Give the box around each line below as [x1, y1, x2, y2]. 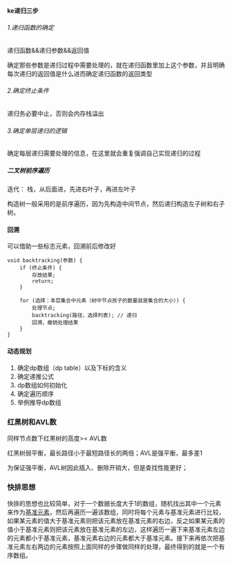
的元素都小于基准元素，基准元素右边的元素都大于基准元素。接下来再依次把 [7, 534, 219, 543]
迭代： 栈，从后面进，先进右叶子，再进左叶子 [7, 185, 136, 194]
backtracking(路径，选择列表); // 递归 [32, 312, 137, 319]
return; [32, 278, 54, 285]
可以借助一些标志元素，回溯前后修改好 [7, 242, 116, 250]
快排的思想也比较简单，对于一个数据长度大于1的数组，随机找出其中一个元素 [7, 500, 222, 508]
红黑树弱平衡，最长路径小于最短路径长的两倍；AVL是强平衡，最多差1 [7, 449, 202, 457]
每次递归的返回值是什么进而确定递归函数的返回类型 [7, 69, 153, 77]
